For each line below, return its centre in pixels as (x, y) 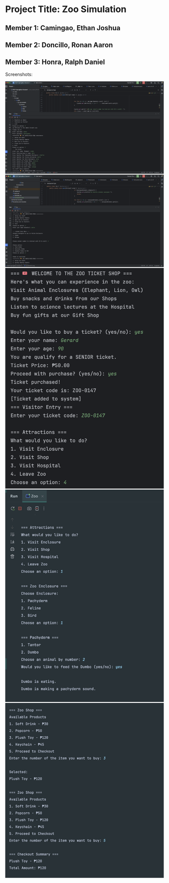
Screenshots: (19, 74)
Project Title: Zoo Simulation (66, 9)
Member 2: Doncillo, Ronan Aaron (59, 45)
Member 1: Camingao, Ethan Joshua (63, 28)
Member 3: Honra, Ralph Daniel (55, 62)
